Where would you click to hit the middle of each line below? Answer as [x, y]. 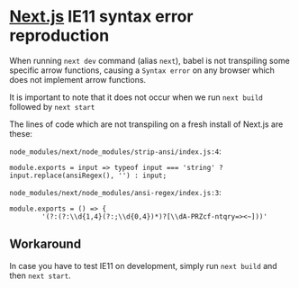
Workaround [45, 244]
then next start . [40, 275]
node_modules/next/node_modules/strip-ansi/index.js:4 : [116, 151]
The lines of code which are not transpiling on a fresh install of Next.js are [146, 124]
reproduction [59, 36]
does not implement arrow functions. [78, 79]
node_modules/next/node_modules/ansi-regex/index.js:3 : [116, 192]
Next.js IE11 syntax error [101, 17]
